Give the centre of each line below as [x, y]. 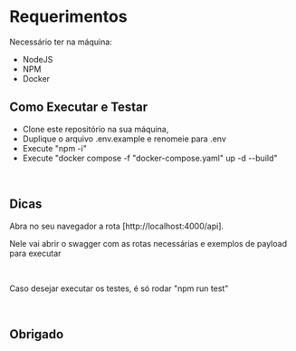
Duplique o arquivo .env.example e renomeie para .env [124, 139]
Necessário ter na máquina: [61, 42]
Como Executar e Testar [79, 107]
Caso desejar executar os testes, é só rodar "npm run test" [119, 288]
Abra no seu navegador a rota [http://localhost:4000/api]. [117, 226]
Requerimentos [69, 17]
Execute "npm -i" [55, 148]
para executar [35, 253]
